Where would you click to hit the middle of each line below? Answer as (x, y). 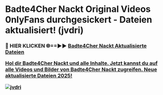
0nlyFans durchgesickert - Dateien (79, 20)
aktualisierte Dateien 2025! (39, 76)
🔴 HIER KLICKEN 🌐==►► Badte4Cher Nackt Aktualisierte (76, 46)
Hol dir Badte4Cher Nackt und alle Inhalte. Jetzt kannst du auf (81, 63)
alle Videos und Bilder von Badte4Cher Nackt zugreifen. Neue (81, 70)
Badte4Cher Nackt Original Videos (78, 9)
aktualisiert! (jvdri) (44, 30)
